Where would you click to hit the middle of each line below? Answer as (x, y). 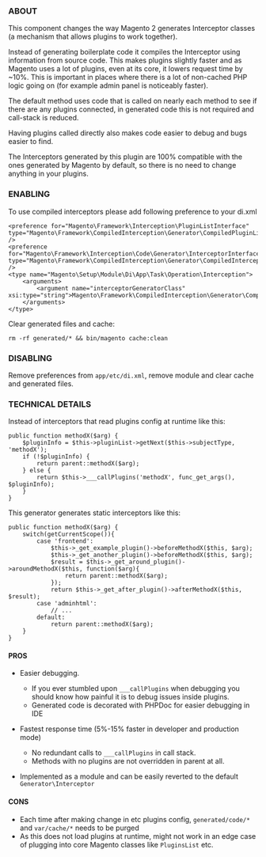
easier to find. (31, 142)
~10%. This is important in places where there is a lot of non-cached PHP (128, 78)
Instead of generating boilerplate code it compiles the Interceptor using (124, 52)
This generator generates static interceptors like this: (94, 513)
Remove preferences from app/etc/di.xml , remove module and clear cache (131, 375)
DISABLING (30, 358)
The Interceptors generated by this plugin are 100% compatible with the (125, 157)
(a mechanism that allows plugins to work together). (93, 36)
